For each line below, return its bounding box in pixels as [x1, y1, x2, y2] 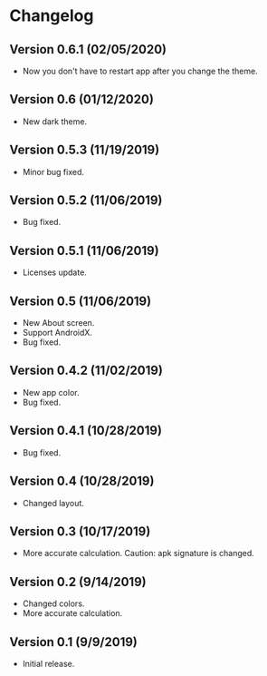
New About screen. [22, 318, 95, 328]
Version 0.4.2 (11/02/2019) [9, 363, 163, 378]
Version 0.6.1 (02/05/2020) [9, 42, 167, 57]
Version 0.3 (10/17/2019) [9, 524, 151, 539]
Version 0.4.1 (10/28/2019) [9, 423, 163, 438]
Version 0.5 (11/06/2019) [9, 293, 152, 309]
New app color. [22, 387, 80, 397]
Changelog [9, 5, 94, 26]
